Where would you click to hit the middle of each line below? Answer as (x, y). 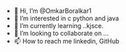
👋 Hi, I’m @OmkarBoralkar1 (53, 11)
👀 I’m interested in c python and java (66, 18)
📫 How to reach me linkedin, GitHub (66, 41)
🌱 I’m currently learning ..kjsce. (58, 26)
